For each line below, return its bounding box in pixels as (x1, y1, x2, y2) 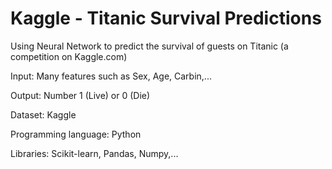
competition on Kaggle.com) (10, 50, 128, 62)
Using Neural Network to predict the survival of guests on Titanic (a (10, 40, 289, 52)
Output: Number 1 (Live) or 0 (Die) (10, 89, 151, 101)
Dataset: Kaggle (10, 108, 77, 121)
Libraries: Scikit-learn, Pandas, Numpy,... (10, 147, 179, 159)
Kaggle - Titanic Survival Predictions (10, 7, 322, 30)
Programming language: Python (10, 128, 142, 140)
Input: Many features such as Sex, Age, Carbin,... (10, 70, 212, 82)
